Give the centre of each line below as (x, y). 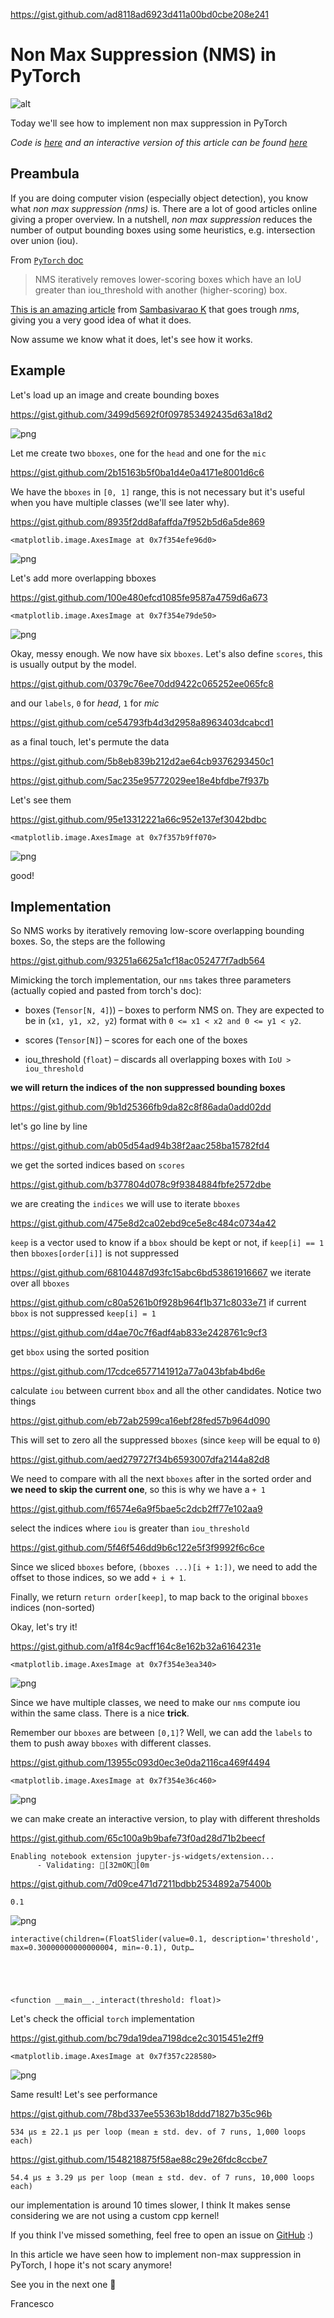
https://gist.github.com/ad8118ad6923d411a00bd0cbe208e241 (139, 14)
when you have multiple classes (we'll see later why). (120, 502)
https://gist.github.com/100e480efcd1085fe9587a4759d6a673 (139, 597)
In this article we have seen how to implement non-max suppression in (156, 2255)
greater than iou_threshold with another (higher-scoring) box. (161, 290)
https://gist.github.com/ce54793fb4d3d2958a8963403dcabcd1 (142, 722)
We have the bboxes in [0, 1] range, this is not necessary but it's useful (157, 491)
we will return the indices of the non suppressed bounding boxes (148, 1088)
